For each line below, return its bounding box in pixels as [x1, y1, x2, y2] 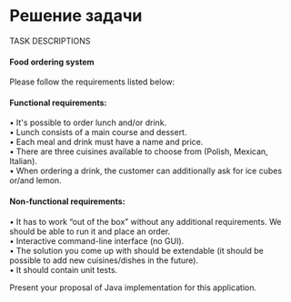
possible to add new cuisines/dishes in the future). [9, 255, 198, 266]
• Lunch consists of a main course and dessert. [9, 127, 187, 138]
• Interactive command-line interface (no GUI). [9, 235, 185, 246]
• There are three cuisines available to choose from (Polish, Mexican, [9, 146, 268, 157]
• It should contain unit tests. [9, 264, 118, 275]
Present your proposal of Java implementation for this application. [9, 282, 257, 293]
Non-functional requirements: [9, 196, 125, 207]
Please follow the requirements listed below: [9, 76, 176, 87]
